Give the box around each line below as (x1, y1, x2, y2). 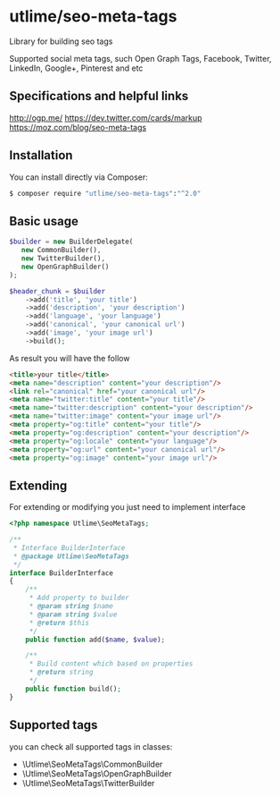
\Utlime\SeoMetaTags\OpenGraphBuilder (21, 767, 172, 779)
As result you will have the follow (9, 352, 130, 363)
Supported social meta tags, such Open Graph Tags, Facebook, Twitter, (9, 53, 272, 64)
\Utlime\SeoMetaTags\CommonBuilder (21, 759, 163, 769)
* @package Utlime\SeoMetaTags (12, 552, 129, 561)
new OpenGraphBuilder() (21, 262, 110, 271)
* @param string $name (29, 602, 114, 611)
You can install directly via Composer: (9, 172, 149, 182)
